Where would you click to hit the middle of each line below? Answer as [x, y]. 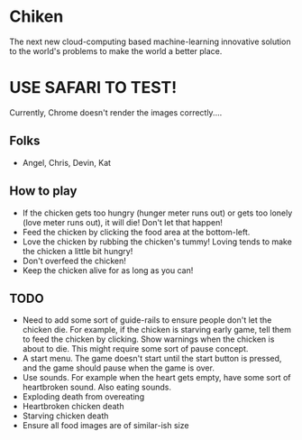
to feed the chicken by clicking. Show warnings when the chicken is [148, 339]
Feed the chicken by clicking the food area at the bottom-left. [136, 232]
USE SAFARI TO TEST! [93, 88]
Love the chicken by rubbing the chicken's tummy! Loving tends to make [157, 242]
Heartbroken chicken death [73, 407]
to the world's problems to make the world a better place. [116, 50]
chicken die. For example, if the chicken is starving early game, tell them [156, 330]
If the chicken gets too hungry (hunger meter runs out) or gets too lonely [157, 213]
